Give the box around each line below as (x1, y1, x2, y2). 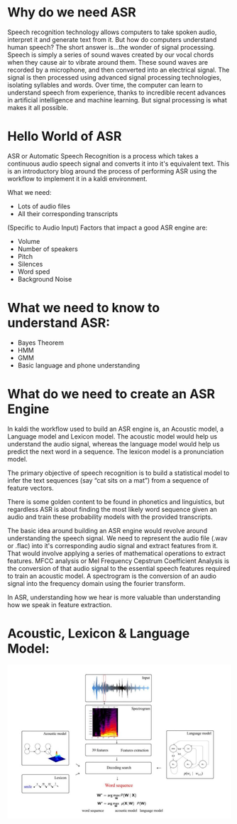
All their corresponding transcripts (17, 209, 118, 218)
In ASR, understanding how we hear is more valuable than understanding (7, 593, 221, 601)
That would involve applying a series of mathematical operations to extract (7, 549, 226, 557)
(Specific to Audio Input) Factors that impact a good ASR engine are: (7, 223, 208, 232)
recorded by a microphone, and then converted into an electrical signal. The (7, 65, 230, 74)
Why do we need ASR (7, 4, 136, 21)
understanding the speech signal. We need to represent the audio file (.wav (7, 534, 228, 542)
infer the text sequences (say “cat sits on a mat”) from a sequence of (7, 476, 209, 484)
